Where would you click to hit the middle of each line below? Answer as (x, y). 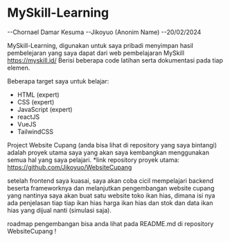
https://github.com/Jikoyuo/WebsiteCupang (70, 167)
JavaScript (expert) (45, 109)
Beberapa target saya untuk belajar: (58, 81)
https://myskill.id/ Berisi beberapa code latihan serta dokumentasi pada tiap (115, 60)
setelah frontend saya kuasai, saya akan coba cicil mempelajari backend (110, 180)
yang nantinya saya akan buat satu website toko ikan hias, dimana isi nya (111, 195)
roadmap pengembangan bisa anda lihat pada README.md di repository (110, 223)
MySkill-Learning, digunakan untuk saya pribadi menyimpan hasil (100, 45)
